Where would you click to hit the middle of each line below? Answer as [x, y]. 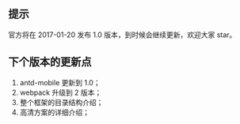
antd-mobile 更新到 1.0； [60, 82]
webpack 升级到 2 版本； [61, 92]
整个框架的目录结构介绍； [61, 102]
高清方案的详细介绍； [54, 112]
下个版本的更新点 [50, 62]
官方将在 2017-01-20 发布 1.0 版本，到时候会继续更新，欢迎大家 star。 [122, 35]
